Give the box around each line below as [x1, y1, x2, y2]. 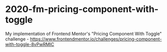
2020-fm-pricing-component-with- [5, 3, 159, 15]
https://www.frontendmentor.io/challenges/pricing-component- [30, 36, 162, 42]
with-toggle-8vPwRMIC [5, 41, 54, 47]
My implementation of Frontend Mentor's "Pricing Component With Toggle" [5, 30, 162, 36]
